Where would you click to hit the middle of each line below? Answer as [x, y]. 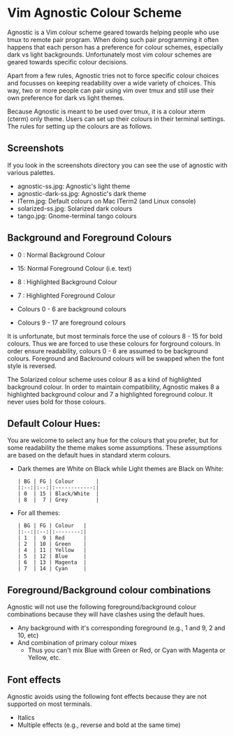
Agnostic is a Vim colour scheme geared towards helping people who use [113, 32]
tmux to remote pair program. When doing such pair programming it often [113, 39]
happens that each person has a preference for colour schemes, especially [115, 47]
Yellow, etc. [44, 658]
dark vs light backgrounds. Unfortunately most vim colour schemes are [109, 55]
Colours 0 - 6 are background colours [72, 309]
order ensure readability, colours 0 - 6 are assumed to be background [108, 351]
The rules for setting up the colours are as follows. [80, 126]
